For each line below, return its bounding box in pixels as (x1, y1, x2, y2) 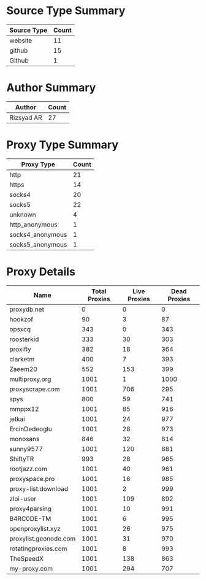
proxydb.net (9, 305, 45, 314)
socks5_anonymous (9, 240, 67, 248)
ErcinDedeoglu (9, 425, 52, 433)
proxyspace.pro (9, 474, 55, 483)
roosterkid (9, 335, 39, 344)
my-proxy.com (9, 564, 53, 572)
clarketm (9, 355, 35, 363)
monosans (9, 434, 40, 443)
